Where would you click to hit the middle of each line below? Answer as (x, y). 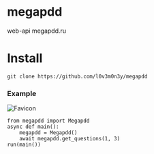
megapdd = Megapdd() (48, 133)
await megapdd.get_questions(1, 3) (70, 139)
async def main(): (33, 127)
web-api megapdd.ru (37, 31)
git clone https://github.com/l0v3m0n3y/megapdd (77, 76)
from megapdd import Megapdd (48, 121)
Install (25, 58)
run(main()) (24, 145)
